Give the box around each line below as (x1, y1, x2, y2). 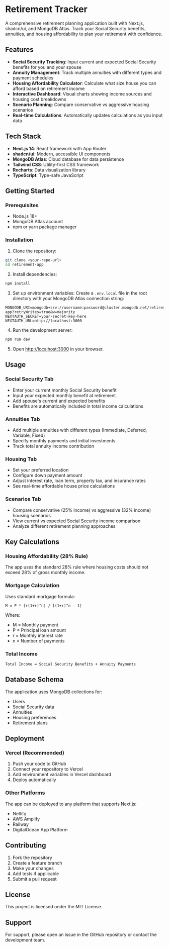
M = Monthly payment (12, 622, 59, 628)
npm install (5, 281, 30, 286)
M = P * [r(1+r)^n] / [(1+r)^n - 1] (5, 603, 82, 608)
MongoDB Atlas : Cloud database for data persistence (12, 156, 124, 162)
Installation (5, 236, 34, 243)
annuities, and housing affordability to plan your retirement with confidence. (5, 31, 162, 37)
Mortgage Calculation (5, 582, 60, 589)
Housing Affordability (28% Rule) (5, 552, 88, 559)
